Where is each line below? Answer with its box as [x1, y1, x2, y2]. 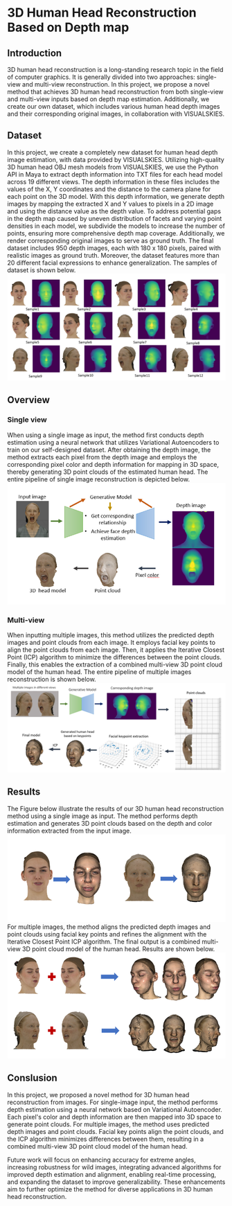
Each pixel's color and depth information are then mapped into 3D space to [7, 1112, 222, 1121]
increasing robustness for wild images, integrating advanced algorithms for [7, 1162, 222, 1171]
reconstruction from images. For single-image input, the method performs [7, 1098, 218, 1106]
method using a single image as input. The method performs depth [7, 812, 198, 820]
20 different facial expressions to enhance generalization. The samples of [7, 258, 217, 267]
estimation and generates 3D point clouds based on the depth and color [7, 819, 213, 827]
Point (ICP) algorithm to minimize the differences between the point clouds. [7, 653, 222, 662]
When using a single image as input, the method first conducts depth [7, 431, 204, 439]
